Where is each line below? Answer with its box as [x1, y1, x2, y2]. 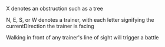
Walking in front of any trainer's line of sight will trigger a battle [6, 34, 159, 41]
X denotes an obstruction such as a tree [6, 5, 103, 12]
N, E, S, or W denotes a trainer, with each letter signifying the [6, 16, 154, 23]
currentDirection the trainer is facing [6, 23, 94, 29]
